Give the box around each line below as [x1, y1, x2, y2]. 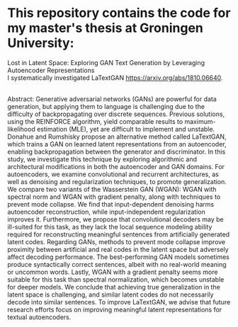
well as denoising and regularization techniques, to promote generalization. [7, 177, 227, 185]
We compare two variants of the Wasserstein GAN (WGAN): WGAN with [7, 185, 217, 193]
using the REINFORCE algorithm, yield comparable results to [7, 117, 183, 125]
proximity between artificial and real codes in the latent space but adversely [7, 245, 229, 253]
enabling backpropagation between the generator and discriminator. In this [7, 147, 226, 156]
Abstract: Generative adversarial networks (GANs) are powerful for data [7, 94, 217, 103]
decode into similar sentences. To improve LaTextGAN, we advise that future [7, 297, 231, 306]
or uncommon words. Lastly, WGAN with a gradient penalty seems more [7, 268, 218, 276]
